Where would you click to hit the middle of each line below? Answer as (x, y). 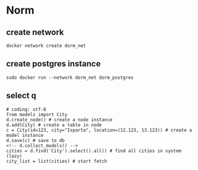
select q (21, 96)
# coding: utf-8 (26, 109)
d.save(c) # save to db (36, 140)
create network (35, 32)
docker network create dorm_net (46, 46)
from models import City (37, 114)
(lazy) (14, 156)
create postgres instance (53, 64)
